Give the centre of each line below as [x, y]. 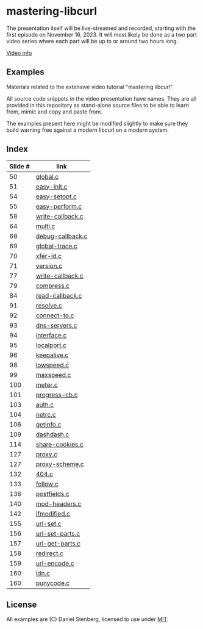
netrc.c [46, 414]
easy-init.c [52, 186]
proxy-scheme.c [60, 464]
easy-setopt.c [56, 196]
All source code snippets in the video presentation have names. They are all [101, 98]
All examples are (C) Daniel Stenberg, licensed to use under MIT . [87, 619]
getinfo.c [48, 424]
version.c [49, 265]
